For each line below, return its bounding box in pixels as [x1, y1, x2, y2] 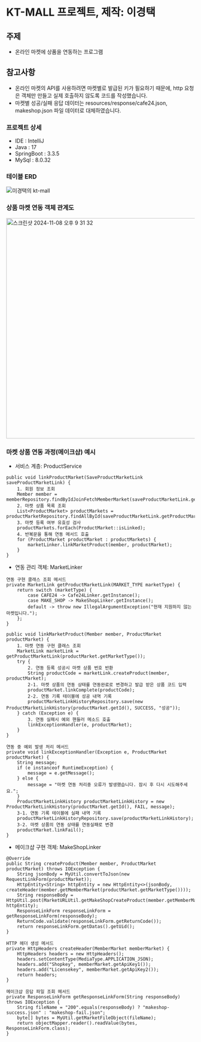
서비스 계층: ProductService [14, 462, 82, 469]
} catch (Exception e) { [17, 710, 79, 716]
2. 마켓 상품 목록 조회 [17, 503, 66, 509]
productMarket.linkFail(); [17, 827, 84, 833]
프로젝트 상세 [6, 123, 42, 132]
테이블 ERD [6, 172, 37, 181]
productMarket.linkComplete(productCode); [28, 687, 135, 693]
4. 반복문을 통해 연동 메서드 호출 [17, 531, 89, 537]
